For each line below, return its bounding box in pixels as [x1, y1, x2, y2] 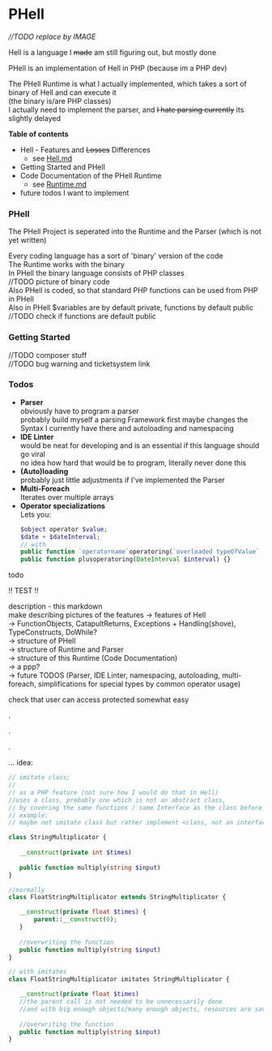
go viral [19, 449, 46, 459]
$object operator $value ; [19, 525, 108, 533]
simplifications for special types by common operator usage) [37, 679, 241, 689]
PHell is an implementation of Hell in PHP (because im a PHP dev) [8, 62, 227, 73]
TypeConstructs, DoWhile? [8, 627, 97, 637]
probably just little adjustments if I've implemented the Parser [19, 475, 225, 485]
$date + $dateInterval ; [19, 532, 101, 541]
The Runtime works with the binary [8, 260, 125, 269]
